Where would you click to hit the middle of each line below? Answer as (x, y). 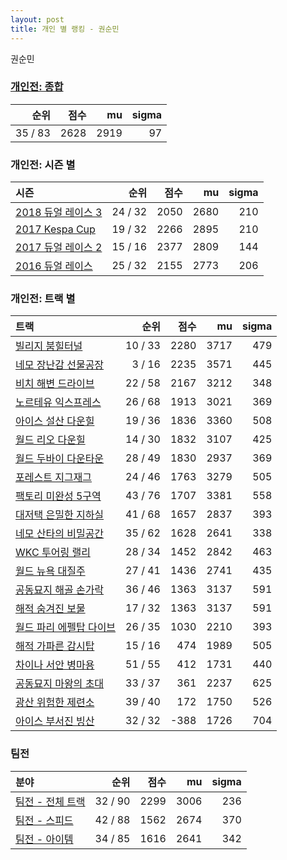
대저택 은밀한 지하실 (60, 515)
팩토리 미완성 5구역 (58, 496)
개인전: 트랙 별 (43, 299)
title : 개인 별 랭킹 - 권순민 (65, 29)
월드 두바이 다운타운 (60, 459)
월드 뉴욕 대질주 (50, 571)
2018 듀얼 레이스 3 (59, 213)
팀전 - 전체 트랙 (50, 801)
